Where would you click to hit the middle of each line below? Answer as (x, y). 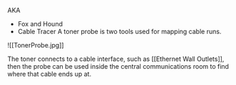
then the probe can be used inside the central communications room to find (118, 66)
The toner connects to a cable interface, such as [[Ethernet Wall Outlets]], (116, 59)
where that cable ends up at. (49, 74)
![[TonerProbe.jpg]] (36, 45)
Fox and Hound (40, 24)
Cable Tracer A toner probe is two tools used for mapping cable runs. (119, 32)
